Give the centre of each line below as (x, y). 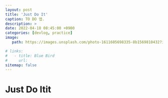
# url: (16, 60)
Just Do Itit (28, 90)
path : (17, 42)
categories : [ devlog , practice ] (39, 33)
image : (12, 38)
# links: (14, 51)
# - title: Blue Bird (30, 56)
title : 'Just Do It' (27, 14)
